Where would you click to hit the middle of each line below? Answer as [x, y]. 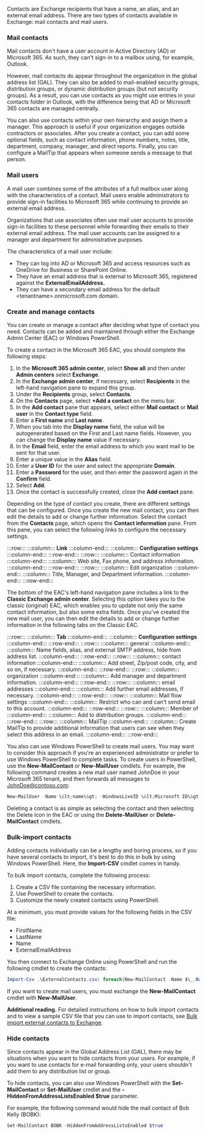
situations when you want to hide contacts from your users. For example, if [101, 1058]
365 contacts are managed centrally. [53, 108]
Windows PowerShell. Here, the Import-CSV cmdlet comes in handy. [94, 863]
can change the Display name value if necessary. [78, 440]
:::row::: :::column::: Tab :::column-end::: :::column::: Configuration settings [102, 637]
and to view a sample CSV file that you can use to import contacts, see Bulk [102, 1016]
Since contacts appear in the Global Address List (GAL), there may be [94, 1052]
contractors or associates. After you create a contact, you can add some [98, 133]
